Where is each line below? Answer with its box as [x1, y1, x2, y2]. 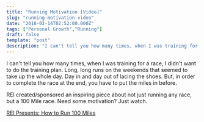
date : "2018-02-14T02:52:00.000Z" [6, 20, 95, 26]
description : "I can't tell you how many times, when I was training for [6, 43, 199, 49]
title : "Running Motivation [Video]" [6, 9, 103, 15]
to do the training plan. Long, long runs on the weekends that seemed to [6, 66, 188, 73]
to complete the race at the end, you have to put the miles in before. [6, 79, 177, 86]
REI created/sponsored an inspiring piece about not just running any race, [6, 91, 192, 98]
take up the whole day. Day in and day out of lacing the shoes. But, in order [6, 73, 195, 80]
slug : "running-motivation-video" [6, 15, 95, 21]
